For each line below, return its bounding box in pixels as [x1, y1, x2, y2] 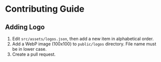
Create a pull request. [12, 51, 56, 57]
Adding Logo [5, 23, 45, 31]
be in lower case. [12, 46, 47, 52]
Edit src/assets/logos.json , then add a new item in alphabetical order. [12, 36, 154, 41]
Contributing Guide [5, 3, 84, 15]
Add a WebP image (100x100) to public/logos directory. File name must [12, 41, 157, 47]
